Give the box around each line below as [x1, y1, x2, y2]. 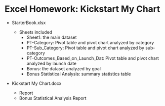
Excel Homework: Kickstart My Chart [4, 3, 160, 15]
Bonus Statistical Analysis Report [19, 95, 87, 101]
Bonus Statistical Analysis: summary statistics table [26, 71, 131, 77]
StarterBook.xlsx [11, 20, 46, 26]
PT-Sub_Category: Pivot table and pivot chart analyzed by [26, 45, 144, 51]
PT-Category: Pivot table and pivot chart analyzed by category [26, 39, 154, 45]
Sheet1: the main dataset [26, 34, 77, 40]
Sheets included [19, 29, 52, 35]
